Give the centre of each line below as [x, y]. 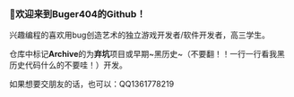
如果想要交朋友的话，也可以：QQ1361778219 [92, 84]
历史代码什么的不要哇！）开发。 [68, 65]
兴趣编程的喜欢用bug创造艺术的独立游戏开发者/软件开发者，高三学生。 [140, 35]
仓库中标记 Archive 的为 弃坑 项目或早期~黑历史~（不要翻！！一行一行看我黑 [147, 54]
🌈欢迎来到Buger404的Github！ [78, 13]
